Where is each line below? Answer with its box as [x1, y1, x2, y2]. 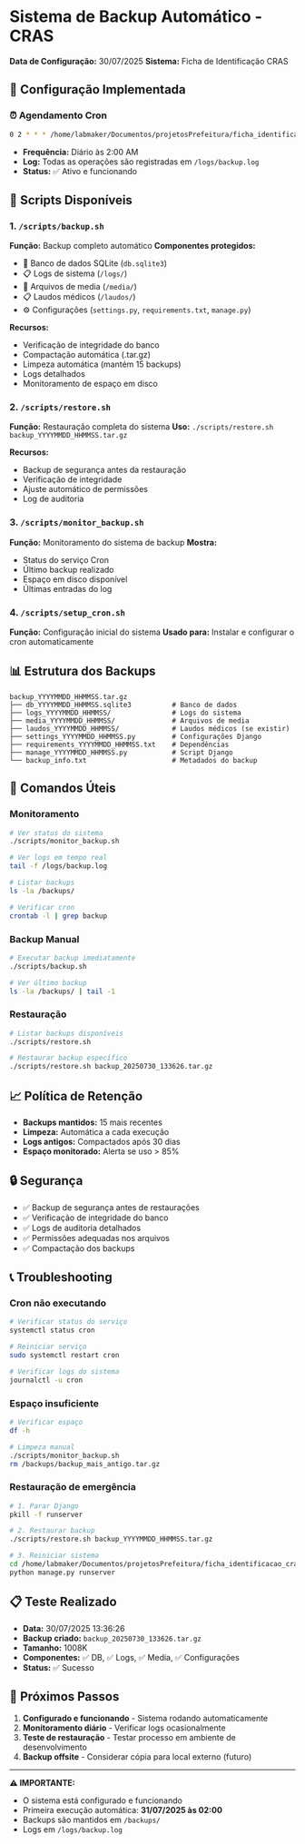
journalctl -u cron [9, 1376, 84, 1385]
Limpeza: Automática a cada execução [22, 1126, 170, 1137]
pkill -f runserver [9, 1510, 84, 1519]
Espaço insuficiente [9, 1396, 100, 1409]
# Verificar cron [9, 902, 75, 912]
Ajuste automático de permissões [22, 484, 148, 495]
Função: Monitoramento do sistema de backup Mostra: [9, 537, 218, 547]
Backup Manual [9, 932, 80, 945]
